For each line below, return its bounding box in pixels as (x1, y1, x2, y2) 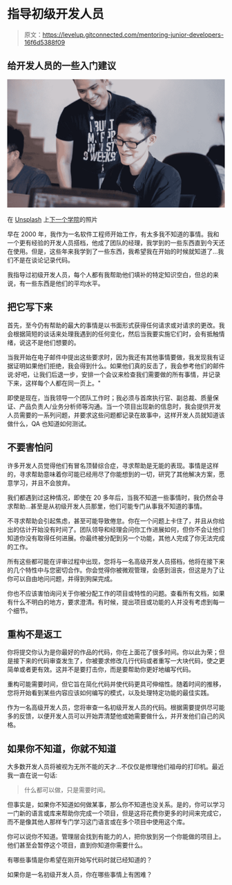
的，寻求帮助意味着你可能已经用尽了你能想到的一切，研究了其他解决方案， (7, 470, 219, 478)
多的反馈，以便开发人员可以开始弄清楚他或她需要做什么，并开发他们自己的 (7, 712, 219, 721)
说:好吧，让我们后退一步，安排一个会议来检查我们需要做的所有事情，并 (7, 370, 209, 379)
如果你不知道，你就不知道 (7, 743, 116, 754)
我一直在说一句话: (7, 771, 58, 779)
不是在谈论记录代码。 (12, 256, 74, 265)
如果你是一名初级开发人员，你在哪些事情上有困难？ (7, 870, 153, 879)
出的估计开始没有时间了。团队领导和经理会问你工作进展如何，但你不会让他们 (7, 525, 225, 533)
